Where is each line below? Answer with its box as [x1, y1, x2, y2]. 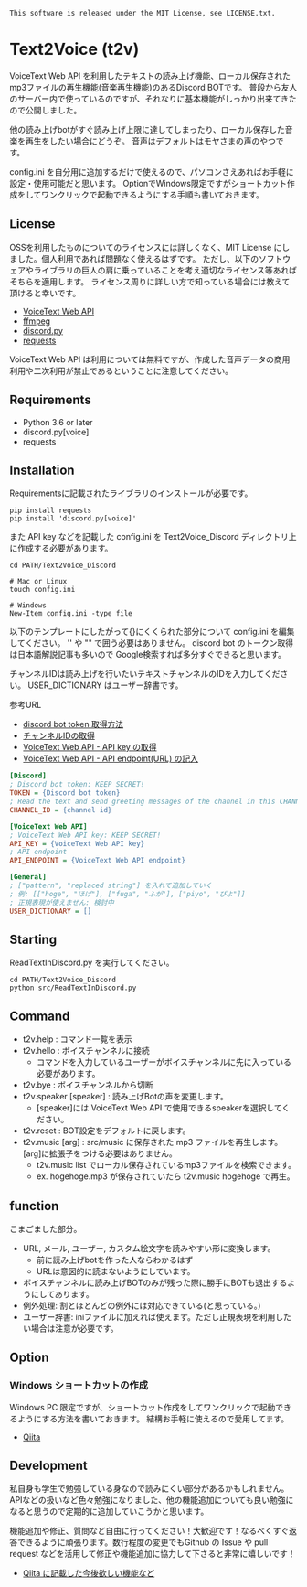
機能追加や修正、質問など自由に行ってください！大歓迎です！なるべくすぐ [9, 1526, 290, 1537]
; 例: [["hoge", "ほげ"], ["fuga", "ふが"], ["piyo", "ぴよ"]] [9, 889, 246, 898]
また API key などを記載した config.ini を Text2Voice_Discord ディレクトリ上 [9, 531, 297, 542]
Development [9, 1458, 89, 1474]
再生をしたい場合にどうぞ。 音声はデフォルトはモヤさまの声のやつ [25, 135, 276, 146]
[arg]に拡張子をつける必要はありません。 [22, 1148, 178, 1159]
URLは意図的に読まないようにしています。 [36, 1265, 196, 1276]
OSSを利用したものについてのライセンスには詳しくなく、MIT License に [9, 241, 282, 252]
